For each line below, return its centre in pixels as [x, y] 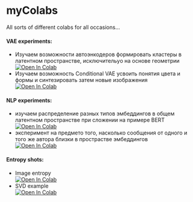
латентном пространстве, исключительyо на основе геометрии [97, 61]
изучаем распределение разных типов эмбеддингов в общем [95, 114]
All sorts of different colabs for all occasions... [63, 27]
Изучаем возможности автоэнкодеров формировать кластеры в [98, 54]
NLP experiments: [29, 100]
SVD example [32, 186]
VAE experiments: [29, 41]
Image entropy [33, 173]
